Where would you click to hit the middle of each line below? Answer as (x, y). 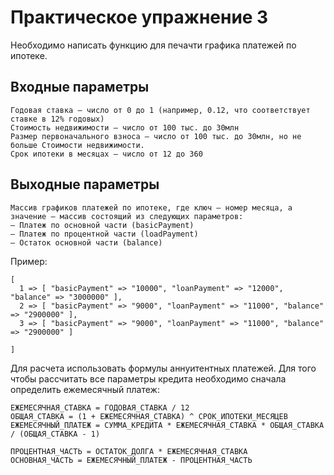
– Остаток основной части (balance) (86, 242)
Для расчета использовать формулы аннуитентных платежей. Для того (163, 368)
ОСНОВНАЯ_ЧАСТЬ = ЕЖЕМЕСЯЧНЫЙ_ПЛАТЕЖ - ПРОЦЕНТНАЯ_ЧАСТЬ (131, 460)
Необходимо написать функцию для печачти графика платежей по (153, 45)
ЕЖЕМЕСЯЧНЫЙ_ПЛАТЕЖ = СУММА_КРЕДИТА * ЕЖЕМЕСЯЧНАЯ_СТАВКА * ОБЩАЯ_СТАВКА (167, 425)
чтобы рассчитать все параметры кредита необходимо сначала (148, 378)
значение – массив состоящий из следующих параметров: (127, 216)
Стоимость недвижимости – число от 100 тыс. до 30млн (125, 127)
